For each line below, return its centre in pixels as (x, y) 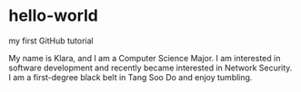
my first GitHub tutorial (51, 41)
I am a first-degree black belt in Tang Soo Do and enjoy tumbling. (130, 77)
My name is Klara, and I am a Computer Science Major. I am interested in (145, 58)
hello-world (54, 16)
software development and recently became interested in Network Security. (150, 68)
